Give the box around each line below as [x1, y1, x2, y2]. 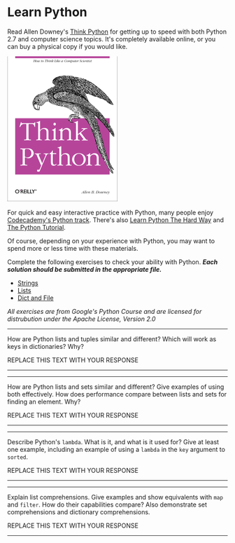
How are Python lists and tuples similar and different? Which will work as [7, 334, 217, 343]
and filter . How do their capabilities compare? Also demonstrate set [7, 500, 208, 509]
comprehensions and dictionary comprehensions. [7, 507, 150, 516]
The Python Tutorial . [7, 223, 66, 231]
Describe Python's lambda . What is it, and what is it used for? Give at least [7, 437, 219, 446]
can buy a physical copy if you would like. [7, 42, 128, 50]
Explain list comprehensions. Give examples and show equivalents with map [7, 493, 224, 501]
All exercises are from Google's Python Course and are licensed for [7, 307, 202, 315]
